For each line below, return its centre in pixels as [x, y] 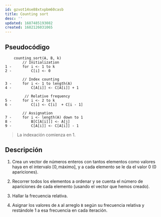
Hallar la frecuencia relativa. [40, 196]
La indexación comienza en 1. [46, 135]
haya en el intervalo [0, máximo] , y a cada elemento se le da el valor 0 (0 [84, 167]
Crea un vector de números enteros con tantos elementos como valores [84, 161]
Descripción [24, 150]
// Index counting [41, 79]
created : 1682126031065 [29, 28]
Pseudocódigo [27, 47]
